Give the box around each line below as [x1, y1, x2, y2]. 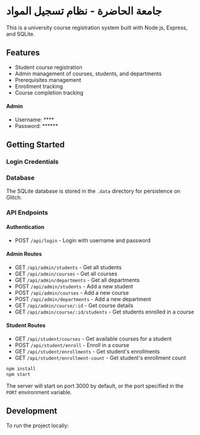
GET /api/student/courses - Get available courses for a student [14, 335, 172, 342]
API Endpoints [6, 208, 48, 217]
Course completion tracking [14, 89, 84, 96]
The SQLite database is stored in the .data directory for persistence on [6, 187, 181, 194]
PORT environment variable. [6, 388, 72, 396]
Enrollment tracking [14, 83, 63, 90]
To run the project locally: [6, 422, 69, 429]
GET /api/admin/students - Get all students [14, 263, 122, 270]
